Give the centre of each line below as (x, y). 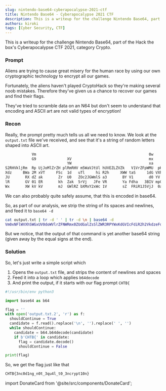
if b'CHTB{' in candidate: (42, 337)
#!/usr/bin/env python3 (30, 292)
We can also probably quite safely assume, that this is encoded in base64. (81, 196)
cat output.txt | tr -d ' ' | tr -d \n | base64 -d (60, 220)
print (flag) (17, 355)
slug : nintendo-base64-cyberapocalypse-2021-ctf (56, 10)
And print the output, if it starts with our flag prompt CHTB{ (71, 283)
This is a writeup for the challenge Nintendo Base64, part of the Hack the (80, 42)
